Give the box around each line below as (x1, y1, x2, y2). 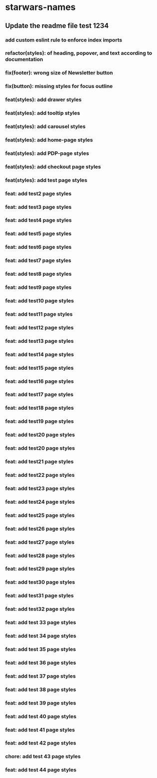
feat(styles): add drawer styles (5, 96, 82, 103)
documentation (5, 56, 43, 63)
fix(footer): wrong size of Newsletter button (5, 69, 113, 76)
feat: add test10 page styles (5, 297, 74, 304)
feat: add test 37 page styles (5, 673, 76, 680)
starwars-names (5, 1, 76, 13)
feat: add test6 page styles (5, 244, 72, 251)
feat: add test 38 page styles (5, 686, 76, 693)
